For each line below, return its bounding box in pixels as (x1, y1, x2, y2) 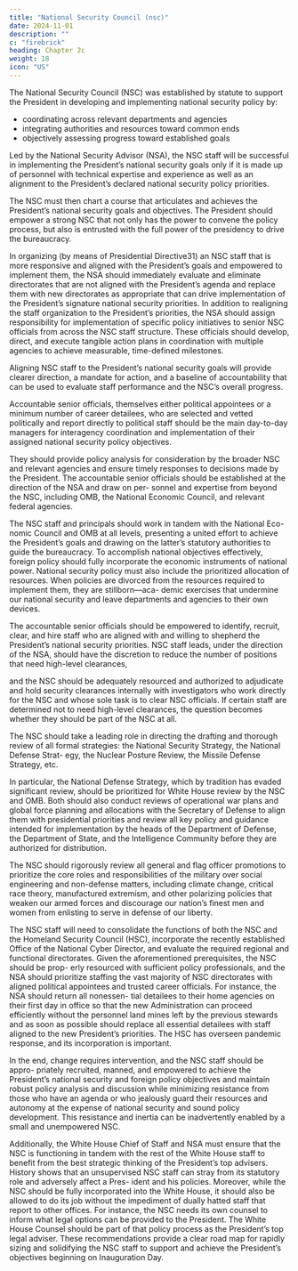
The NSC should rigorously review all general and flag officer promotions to (9, 860, 286, 870)
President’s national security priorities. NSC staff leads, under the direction (9, 639, 283, 650)
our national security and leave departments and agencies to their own (9, 594, 269, 604)
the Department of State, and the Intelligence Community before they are (9, 833, 278, 844)
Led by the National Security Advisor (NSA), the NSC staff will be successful (9, 150, 289, 160)
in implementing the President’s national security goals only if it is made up (9, 159, 283, 170)
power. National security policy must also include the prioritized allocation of (9, 565, 290, 576)
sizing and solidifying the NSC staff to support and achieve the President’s (9, 1243, 282, 1253)
